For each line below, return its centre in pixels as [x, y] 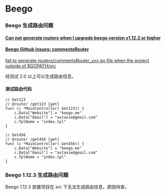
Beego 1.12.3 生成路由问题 [37, 175]
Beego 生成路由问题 [29, 26]
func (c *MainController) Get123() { [45, 109]
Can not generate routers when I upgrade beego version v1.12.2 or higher [83, 38]
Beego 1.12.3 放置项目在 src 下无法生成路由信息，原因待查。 [67, 187]
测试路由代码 [18, 89]
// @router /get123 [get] [32, 104]
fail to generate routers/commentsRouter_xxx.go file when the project [77, 60]
